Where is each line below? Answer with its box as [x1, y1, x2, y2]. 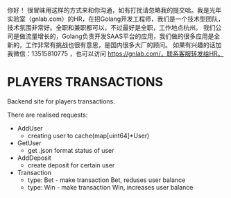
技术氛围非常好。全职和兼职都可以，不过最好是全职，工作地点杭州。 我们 [7, 24, 216, 31]
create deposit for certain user [27, 160, 115, 169]
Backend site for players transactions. [7, 97, 116, 106]
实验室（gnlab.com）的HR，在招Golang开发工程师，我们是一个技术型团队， [7, 15, 224, 23]
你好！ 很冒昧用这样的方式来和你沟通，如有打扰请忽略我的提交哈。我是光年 [7, 6, 222, 14]
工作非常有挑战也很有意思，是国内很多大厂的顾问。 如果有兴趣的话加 [25, 41, 222, 49]
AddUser [17, 124, 43, 132]
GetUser [17, 138, 42, 147]
